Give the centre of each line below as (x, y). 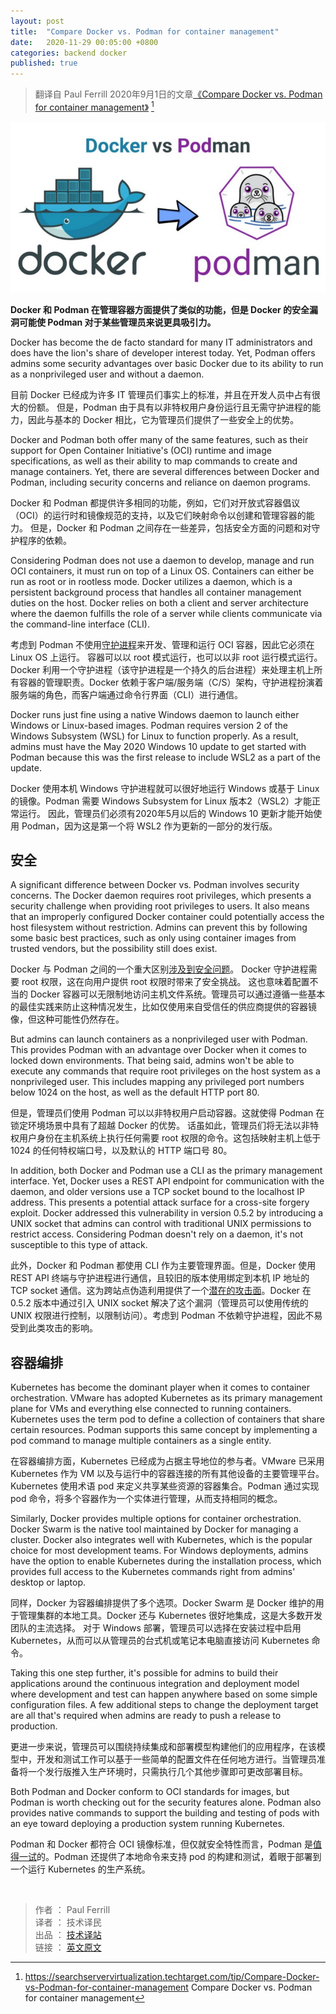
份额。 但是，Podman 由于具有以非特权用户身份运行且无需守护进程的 (170, 407)
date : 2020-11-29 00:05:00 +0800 (84, 42)
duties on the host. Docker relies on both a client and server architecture (159, 602)
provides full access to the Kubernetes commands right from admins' (153, 1572)
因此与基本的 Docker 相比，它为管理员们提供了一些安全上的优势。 (163, 419)
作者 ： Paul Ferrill (72, 1910)
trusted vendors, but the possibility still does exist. (114, 949)
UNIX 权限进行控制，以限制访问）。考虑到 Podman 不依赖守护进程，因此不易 (166, 1316)
